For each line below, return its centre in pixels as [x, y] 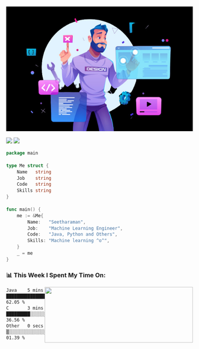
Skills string [34, 191]
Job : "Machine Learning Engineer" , [75, 228]
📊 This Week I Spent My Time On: [56, 275]
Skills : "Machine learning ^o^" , [69, 241]
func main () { [24, 209]
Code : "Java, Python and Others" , [73, 234]
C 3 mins [25, 308]
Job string [34, 178]
